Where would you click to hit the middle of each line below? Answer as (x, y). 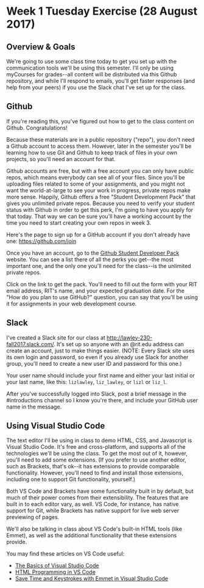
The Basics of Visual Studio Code (57, 565)
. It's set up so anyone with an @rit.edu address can (119, 344)
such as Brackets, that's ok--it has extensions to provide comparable (93, 466)
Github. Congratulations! (37, 128)
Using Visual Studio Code (56, 426)
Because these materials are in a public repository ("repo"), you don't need (100, 139)
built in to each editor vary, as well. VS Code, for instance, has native (93, 504)
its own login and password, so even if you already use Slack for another (97, 357)
